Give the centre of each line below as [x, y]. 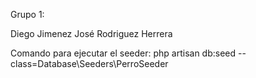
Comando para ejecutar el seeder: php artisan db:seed [123, 53]
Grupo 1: [27, 14]
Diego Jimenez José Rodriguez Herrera [91, 33]
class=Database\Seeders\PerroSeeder [89, 63]
